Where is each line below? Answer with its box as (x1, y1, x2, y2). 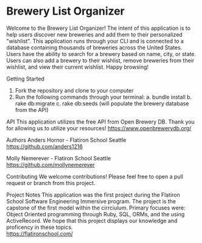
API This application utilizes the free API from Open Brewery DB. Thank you (6, 118, 195, 125)
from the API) (15, 106, 49, 113)
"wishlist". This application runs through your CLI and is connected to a (6, 37, 184, 44)
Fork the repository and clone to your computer (15, 86, 134, 94)
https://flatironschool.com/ (6, 230, 73, 237)
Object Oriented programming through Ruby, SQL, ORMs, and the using (6, 210, 185, 217)
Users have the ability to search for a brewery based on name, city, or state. (6, 50, 196, 57)
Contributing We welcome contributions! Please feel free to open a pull (6, 172, 183, 180)
